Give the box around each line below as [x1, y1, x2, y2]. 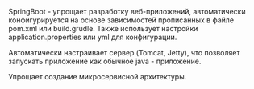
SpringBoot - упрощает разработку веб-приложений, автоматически [8, 7, 246, 16]
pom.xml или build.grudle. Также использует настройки [8, 24, 198, 33]
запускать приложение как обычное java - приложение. [8, 56, 202, 66]
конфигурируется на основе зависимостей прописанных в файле [8, 15, 235, 25]
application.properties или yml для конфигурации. [8, 32, 177, 42]
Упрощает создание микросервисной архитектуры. [8, 72, 187, 81]
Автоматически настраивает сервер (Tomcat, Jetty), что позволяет [8, 48, 240, 57]
